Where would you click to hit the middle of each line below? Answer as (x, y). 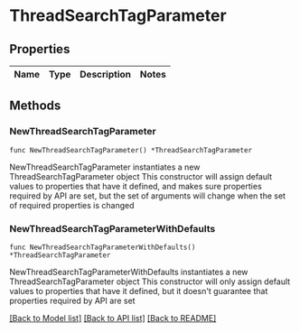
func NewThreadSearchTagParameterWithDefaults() (103, 247)
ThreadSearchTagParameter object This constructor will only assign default (150, 281)
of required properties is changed (72, 205)
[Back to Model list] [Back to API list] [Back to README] (113, 318)
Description (105, 74)
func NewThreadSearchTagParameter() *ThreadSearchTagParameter (131, 150)
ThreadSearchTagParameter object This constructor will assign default (141, 176)
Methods (35, 106)
